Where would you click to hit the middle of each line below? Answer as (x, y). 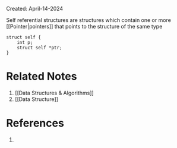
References (35, 123)
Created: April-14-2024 (35, 9)
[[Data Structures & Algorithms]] (54, 93)
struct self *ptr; (39, 48)
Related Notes (42, 76)
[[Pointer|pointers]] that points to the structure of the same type (84, 26)
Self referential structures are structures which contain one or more (88, 20)
